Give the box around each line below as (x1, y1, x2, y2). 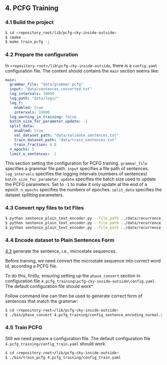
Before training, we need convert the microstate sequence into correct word (5, 258, 161, 264)
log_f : (9, 100, 23, 105)
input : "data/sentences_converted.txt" (9, 87, 92, 91)
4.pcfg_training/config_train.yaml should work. (5, 341, 107, 347)
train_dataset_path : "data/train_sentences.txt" (14, 137, 117, 142)
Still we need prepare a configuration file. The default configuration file (5, 335, 151, 341)
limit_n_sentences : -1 (9, 151, 57, 156)
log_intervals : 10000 (9, 91, 55, 96)
